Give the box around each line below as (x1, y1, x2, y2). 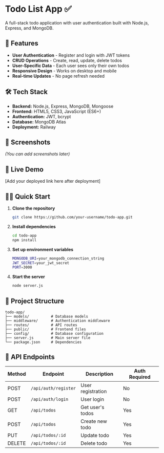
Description (85, 370, 114, 377)
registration (80, 388, 107, 394)
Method (7, 370, 26, 377)
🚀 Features (5, 39, 39, 47)
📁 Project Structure (5, 297, 64, 305)
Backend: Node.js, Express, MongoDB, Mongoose (12, 103, 114, 109)
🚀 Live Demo (5, 165, 44, 173)
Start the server (12, 274, 45, 280)
